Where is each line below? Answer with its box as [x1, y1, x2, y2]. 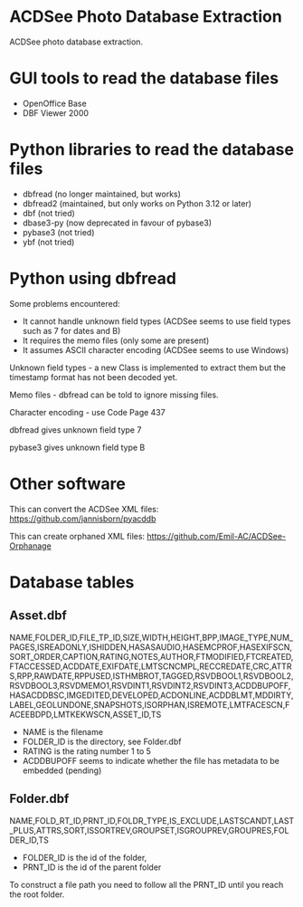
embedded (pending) [22, 765, 102, 776]
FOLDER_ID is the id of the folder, [22, 852, 147, 863]
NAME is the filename [22, 726, 104, 737]
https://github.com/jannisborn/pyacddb [9, 513, 156, 524]
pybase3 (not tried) [22, 226, 95, 237]
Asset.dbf [9, 608, 68, 624]
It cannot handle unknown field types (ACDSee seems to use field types [22, 315, 291, 327]
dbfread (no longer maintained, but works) [22, 188, 181, 199]
